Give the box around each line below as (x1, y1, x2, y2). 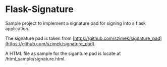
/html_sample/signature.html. (5, 55, 66, 61)
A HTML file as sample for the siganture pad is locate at (5, 50, 121, 56)
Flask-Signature (5, 4, 74, 15)
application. (5, 25, 30, 31)
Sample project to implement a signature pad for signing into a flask (5, 20, 146, 26)
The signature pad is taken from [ (5, 35, 75, 41)
